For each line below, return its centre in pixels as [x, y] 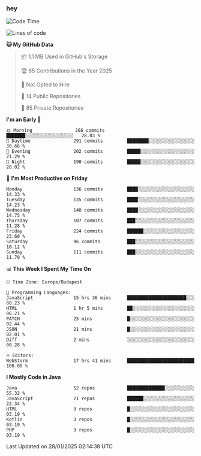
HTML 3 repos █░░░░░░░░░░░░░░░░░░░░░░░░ [100, 409]
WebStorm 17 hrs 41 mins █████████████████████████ [100, 361]
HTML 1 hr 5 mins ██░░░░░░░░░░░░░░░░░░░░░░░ [100, 309]
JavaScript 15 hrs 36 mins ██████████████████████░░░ [100, 298]
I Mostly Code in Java [34, 377]
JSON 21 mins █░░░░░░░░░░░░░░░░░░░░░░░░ [100, 330]
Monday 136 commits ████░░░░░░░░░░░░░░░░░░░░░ [100, 189]
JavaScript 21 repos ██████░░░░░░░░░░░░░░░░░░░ [100, 399]
